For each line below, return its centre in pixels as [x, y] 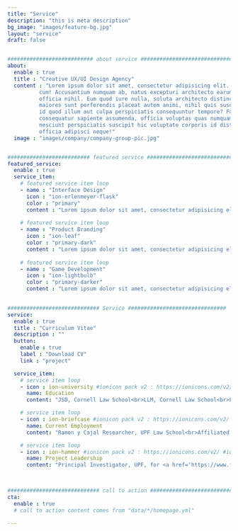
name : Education [50, 394]
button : [25, 341]
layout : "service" [34, 34]
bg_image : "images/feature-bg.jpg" [60, 27]
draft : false [27, 40]
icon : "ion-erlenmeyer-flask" [72, 196]
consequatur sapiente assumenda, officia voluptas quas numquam [136, 119]
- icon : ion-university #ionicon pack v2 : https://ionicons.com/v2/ [126, 387]
